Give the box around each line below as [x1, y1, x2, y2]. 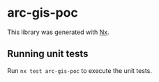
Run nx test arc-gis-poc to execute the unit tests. [7, 66, 152, 74]
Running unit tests [7, 48, 89, 60]
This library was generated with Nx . [7, 28, 109, 36]
